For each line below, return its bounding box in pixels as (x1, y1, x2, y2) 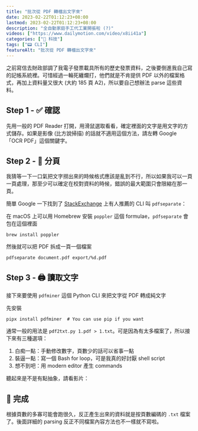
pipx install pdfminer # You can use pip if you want (6, 316, 144, 323)
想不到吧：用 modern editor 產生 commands (14, 362, 122, 369)
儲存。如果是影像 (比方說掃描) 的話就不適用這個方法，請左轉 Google (11, 130, 177, 137)
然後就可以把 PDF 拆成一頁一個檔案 (6, 243, 92, 250)
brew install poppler (6, 232, 60, 238)
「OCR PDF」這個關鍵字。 (6, 137, 71, 144)
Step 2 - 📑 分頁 (6, 156, 60, 166)
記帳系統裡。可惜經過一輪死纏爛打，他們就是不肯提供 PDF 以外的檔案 (11, 72, 180, 79)
